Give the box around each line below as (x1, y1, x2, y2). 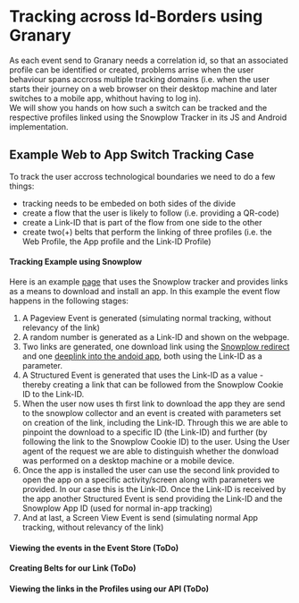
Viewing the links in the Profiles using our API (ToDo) (9, 583, 210, 594)
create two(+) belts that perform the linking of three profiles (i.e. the (21, 226, 272, 237)
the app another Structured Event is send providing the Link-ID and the (21, 493, 283, 504)
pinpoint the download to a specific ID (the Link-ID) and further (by (21, 427, 268, 437)
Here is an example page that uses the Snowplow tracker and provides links (9, 276, 288, 287)
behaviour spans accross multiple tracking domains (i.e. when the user (9, 73, 270, 84)
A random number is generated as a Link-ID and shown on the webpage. (21, 331, 290, 342)
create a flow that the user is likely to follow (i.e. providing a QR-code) (21, 208, 279, 218)
